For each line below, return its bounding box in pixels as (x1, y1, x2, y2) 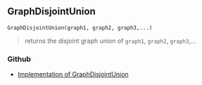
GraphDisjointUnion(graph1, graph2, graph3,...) (7, 24, 153, 31)
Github (7, 54, 32, 64)
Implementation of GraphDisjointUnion (17, 70, 129, 79)
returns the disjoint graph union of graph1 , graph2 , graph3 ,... (24, 37, 196, 45)
